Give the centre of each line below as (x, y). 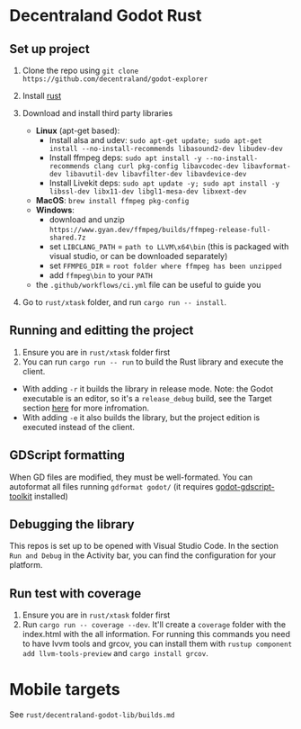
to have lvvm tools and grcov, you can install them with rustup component (157, 643)
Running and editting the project (102, 331)
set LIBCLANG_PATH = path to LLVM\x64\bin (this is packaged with (169, 247)
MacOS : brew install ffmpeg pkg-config (112, 200)
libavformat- (266, 166)
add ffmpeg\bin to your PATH (101, 275)
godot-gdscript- (245, 486)
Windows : (55, 210)
